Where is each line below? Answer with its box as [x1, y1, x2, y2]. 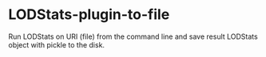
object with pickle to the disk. [8, 40, 105, 49]
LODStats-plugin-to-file [8, 6, 170, 24]
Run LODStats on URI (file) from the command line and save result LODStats [8, 32, 258, 41]
